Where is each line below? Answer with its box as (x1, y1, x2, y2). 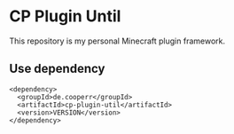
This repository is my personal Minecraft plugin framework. (9, 35, 226, 46)
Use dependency (9, 61, 105, 76)
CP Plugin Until (9, 6, 121, 27)
